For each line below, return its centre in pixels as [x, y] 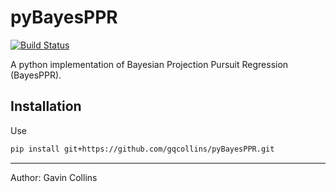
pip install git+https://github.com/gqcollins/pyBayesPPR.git [142, 149]
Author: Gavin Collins [54, 177]
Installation [46, 106]
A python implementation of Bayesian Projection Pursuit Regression [149, 64]
